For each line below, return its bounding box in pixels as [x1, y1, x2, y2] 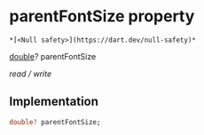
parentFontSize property [9, 6, 195, 27]
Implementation [9, 94, 99, 109]
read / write [9, 68, 51, 79]
